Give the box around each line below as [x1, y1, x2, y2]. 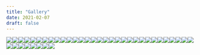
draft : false [6, 20, 39, 26]
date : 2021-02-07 [6, 15, 50, 21]
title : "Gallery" [6, 8, 50, 15]
